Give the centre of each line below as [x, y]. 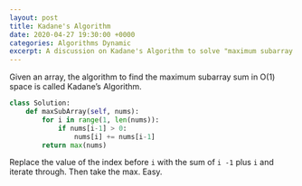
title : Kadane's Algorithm [60, 26]
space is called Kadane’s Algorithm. [75, 87]
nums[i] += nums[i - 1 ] [114, 136]
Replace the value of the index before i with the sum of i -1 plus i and [142, 163]
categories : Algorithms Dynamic [70, 43]
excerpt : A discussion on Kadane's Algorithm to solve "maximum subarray [151, 51]
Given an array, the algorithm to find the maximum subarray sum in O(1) [142, 77]
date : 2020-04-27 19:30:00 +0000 [72, 34]
